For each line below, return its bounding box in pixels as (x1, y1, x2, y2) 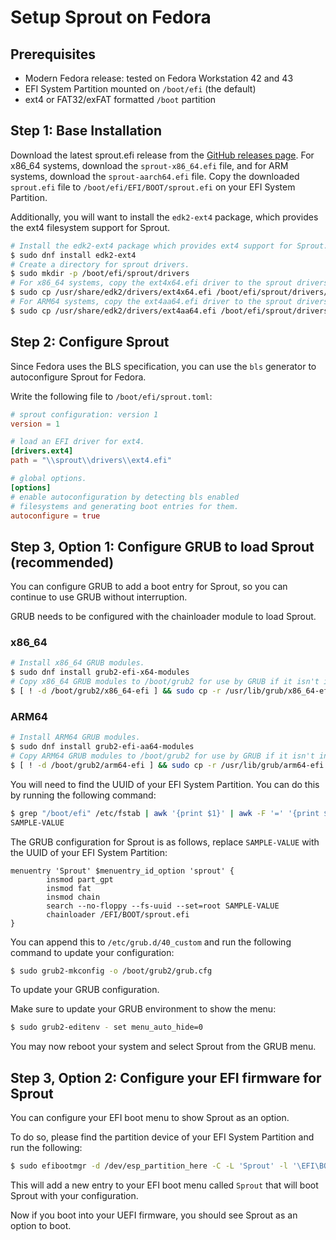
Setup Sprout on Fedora (10, 6, 212, 29)
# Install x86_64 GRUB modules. (10, 658, 145, 668)
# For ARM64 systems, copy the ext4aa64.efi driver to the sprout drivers (10, 297, 329, 307)
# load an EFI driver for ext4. (10, 437, 145, 447)
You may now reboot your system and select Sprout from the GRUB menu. (10, 1041, 317, 1053)
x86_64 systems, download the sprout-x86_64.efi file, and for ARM (10, 159, 289, 171)
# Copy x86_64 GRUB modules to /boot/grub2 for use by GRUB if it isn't (10, 677, 320, 687)
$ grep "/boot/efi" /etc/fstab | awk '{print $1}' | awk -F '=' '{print (10, 808, 320, 818)
